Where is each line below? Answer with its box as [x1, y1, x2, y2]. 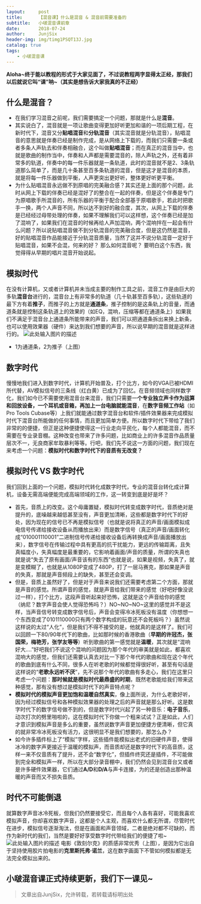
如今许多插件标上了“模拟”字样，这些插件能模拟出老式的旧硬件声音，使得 [14, 736, 193, 743]
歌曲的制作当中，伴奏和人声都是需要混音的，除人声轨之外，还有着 [25, 152, 188, 159]
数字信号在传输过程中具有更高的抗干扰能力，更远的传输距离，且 [28, 541, 185, 548]
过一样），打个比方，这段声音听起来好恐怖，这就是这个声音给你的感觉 [14, 593, 185, 600]
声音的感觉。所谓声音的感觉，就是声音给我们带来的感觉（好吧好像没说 [20, 586, 193, 593]
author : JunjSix [6, 31, 58, 37]
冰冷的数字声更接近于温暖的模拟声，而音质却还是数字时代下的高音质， [14, 743, 188, 750]
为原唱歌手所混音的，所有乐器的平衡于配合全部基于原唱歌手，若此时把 [14, 197, 188, 204]
